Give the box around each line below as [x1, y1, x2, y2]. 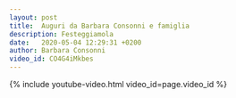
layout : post [9, 12, 58, 22]
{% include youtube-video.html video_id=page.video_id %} [9, 79, 228, 89]
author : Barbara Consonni [9, 46, 105, 55]
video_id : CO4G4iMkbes [9, 54, 94, 63]
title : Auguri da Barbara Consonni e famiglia [9, 21, 190, 30]
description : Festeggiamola [9, 29, 114, 38]
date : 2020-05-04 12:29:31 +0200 [9, 37, 142, 47]
